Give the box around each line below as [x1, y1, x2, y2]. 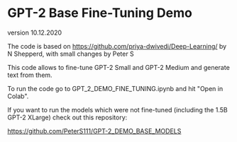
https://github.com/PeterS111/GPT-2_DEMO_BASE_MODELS [7, 126, 182, 135]
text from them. [7, 71, 53, 79]
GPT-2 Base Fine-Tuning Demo [7, 5, 193, 21]
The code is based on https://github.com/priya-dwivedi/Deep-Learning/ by [7, 42, 227, 50]
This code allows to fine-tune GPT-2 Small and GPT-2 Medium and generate [7, 63, 231, 71]
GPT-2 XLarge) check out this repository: [7, 113, 128, 122]
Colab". [7, 92, 29, 100]
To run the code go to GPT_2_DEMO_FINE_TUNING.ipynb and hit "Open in [7, 84, 224, 93]
